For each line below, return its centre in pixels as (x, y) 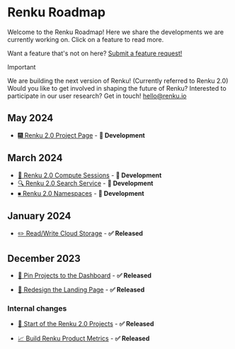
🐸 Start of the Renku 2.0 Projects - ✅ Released (86, 324)
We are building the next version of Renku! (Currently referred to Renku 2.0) (118, 81)
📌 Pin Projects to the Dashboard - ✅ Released (85, 276)
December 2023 (44, 259)
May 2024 (30, 118)
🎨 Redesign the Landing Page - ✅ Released (81, 290)
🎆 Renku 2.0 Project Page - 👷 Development (81, 135)
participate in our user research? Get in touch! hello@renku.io (97, 96)
